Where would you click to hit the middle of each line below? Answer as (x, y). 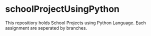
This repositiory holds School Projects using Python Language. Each (76, 23)
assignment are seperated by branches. (46, 28)
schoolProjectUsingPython (62, 9)
